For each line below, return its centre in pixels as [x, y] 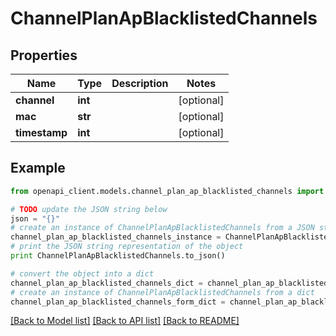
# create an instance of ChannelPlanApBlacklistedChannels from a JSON [162, 228]
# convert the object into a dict [82, 273]
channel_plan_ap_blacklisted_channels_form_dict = [118, 302]
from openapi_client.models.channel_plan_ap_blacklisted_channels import [167, 191]
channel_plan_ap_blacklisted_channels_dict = [106, 283]
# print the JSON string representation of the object [127, 247]
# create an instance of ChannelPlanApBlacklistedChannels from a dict [162, 292]
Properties [44, 55]
